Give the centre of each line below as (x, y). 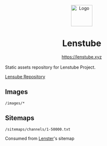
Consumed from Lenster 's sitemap (40, 138)
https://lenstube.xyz (82, 57)
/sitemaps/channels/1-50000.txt (38, 129)
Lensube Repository (25, 76)
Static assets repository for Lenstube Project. (50, 67)
